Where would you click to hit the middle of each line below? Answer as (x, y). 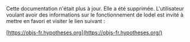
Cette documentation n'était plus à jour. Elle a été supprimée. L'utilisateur (95, 9)
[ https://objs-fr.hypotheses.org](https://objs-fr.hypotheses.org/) (84, 33)
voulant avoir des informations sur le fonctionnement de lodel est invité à (95, 15)
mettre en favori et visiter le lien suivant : (56, 21)
